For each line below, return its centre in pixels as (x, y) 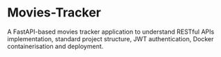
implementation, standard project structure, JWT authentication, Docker (110, 38)
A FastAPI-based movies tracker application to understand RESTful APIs (111, 32)
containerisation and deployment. (55, 46)
